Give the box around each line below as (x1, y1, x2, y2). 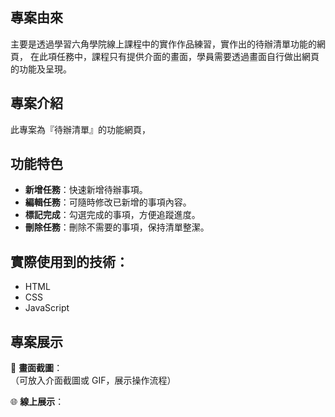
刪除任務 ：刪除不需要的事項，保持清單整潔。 (24, 221, 210, 233)
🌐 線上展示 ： (10, 396, 65, 408)
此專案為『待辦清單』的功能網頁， (10, 123, 151, 135)
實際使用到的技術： (10, 253, 129, 270)
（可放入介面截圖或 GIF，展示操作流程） (10, 374, 177, 387)
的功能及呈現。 (10, 63, 72, 75)
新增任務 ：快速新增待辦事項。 (24, 184, 148, 196)
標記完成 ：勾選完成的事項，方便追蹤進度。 (24, 209, 201, 221)
